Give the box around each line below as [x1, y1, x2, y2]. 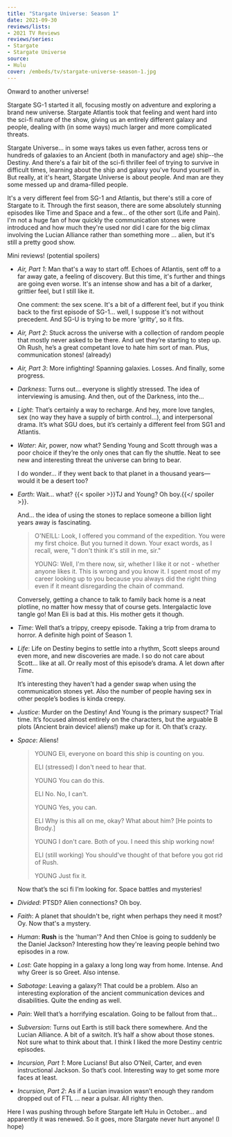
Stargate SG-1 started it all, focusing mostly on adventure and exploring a [7, 100, 217, 109]
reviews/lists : [7, 23, 51, 30]
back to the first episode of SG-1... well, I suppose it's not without [17, 308, 204, 316]
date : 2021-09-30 [7, 17, 57, 24]
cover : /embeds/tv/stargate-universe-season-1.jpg [7, 68, 157, 75]
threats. [7, 130, 29, 139]
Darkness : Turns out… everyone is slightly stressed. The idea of [17, 385, 200, 393]
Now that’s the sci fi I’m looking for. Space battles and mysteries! [17, 885, 202, 893]
